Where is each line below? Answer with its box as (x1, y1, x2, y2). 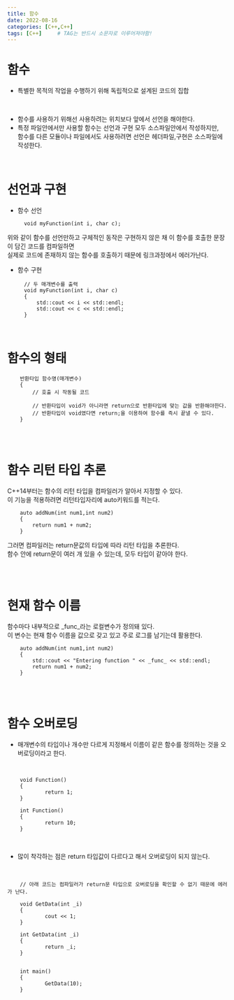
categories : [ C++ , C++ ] (7, 23, 73, 30)
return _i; (44, 943, 77, 950)
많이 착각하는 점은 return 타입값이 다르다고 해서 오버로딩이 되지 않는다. (17, 852, 210, 860)
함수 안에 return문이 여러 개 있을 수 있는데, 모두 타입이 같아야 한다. (7, 550, 189, 558)
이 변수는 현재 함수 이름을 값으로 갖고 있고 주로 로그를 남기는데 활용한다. (7, 631, 203, 639)
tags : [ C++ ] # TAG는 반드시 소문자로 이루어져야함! (7, 29, 153, 37)
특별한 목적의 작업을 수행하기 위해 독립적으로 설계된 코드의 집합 (17, 87, 189, 95)
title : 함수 (7, 10, 40, 17)
